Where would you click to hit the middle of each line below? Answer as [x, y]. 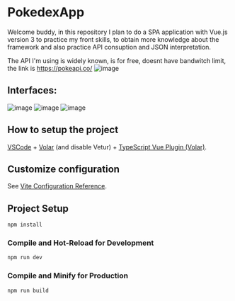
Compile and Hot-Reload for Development [81, 243]
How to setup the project [63, 130]
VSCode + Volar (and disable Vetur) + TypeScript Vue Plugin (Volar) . [107, 147]
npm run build [28, 290]
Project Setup [38, 209]
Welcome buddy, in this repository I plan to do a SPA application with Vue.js [117, 32]
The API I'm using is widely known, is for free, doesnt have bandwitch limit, [117, 60]
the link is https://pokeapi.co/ [50, 68]
